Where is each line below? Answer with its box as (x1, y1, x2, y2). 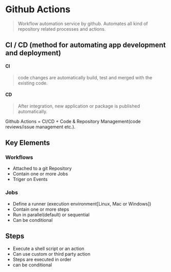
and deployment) (5, 49, 61, 57)
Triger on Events (12, 176, 48, 183)
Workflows (5, 154, 33, 161)
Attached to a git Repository (12, 165, 72, 172)
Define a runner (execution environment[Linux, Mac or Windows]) (12, 200, 152, 207)
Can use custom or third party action (12, 251, 91, 257)
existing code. (17, 80, 48, 86)
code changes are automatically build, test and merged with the (17, 74, 153, 80)
